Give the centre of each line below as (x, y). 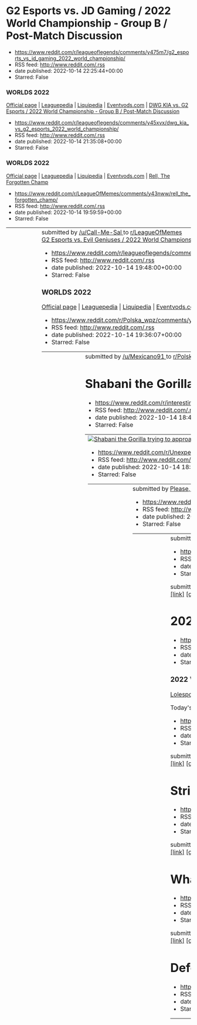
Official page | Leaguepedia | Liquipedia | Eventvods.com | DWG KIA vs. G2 (97, 105)
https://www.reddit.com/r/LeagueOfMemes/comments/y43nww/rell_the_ (103, 193)
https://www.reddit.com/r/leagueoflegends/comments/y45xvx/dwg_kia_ (102, 123)
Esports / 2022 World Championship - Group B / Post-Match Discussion (93, 111)
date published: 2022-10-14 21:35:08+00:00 (68, 142)
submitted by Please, (162, 488)
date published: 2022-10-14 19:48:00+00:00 (116, 267)
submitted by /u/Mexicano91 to (128, 357)
